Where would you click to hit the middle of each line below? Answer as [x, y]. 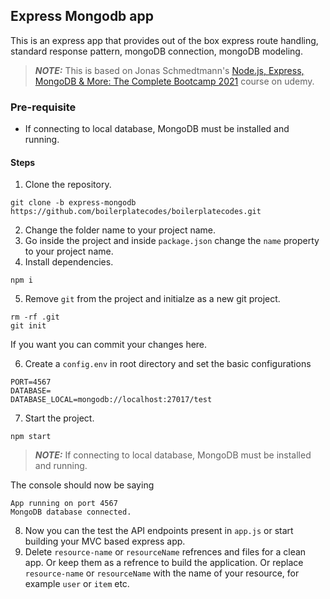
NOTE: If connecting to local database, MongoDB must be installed [173, 455]
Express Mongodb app [82, 16]
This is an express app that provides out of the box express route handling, [164, 40]
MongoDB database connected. [71, 512]
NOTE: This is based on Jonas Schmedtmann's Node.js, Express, [169, 70]
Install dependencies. [69, 262]
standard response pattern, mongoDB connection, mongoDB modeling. [156, 51]
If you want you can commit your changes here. [109, 345]
